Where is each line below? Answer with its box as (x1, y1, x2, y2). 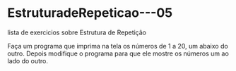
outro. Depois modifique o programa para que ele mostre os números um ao (7, 49, 230, 58)
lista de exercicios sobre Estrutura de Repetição (7, 28, 147, 37)
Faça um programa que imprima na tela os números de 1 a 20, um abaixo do (7, 41, 228, 50)
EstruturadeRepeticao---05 (7, 5, 173, 21)
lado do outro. (7, 56, 48, 65)
